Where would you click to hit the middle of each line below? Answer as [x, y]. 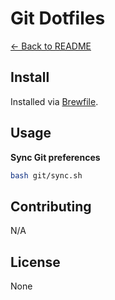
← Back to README [51, 46]
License [35, 262]
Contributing [51, 206]
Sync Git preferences [55, 157]
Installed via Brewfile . [54, 101]
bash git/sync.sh [46, 175]
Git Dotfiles [58, 18]
